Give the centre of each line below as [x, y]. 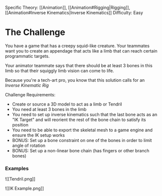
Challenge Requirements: [30, 94]
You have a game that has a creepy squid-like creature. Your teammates [77, 46]
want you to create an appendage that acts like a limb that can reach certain [81, 51]
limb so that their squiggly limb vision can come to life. [60, 71]
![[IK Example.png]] [25, 188]
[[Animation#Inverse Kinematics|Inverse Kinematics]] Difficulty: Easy [74, 13]
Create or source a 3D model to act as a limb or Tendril [67, 104]
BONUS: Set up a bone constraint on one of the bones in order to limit [82, 140]
